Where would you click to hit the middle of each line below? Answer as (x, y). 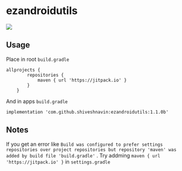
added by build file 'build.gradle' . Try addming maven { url (83, 155)
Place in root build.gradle (38, 59)
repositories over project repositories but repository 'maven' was (91, 150)
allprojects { (23, 70)
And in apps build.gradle (37, 101)
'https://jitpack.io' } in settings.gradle (58, 162)
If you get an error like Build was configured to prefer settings (85, 144)
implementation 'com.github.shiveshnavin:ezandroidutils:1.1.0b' (87, 112)
